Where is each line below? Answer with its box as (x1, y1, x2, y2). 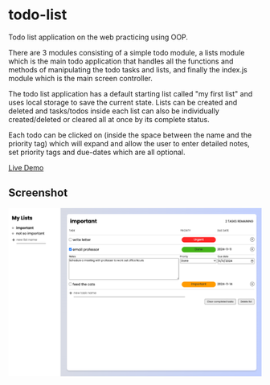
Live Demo (8, 162, 44, 172)
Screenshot (8, 186, 68, 200)
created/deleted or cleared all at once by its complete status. (8, 114, 211, 124)
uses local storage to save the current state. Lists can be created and (8, 97, 238, 107)
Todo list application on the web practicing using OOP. (8, 32, 189, 42)
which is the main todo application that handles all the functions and (8, 56, 234, 66)
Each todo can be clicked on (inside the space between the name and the (8, 130, 252, 140)
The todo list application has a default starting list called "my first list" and (8, 88, 253, 98)
